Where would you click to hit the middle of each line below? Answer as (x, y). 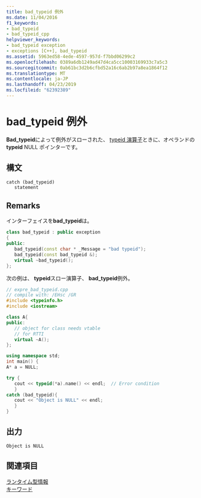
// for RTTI (29, 334)
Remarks (23, 206)
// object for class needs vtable (57, 328)
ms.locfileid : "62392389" (38, 90)
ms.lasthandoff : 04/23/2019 (41, 85)
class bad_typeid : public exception (53, 232)
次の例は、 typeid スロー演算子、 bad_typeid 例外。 (70, 278)
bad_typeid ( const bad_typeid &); (56, 254)
